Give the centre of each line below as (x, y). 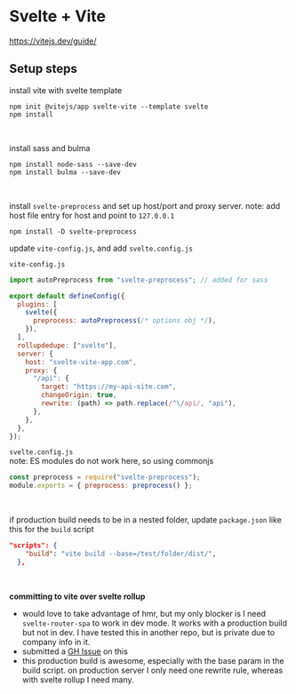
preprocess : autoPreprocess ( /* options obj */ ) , (124, 321)
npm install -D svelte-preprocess (73, 231)
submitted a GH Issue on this (75, 651)
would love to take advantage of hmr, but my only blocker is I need (144, 613)
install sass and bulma (50, 148)
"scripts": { (33, 546)
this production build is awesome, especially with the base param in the (153, 660)
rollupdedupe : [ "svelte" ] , (67, 345)
